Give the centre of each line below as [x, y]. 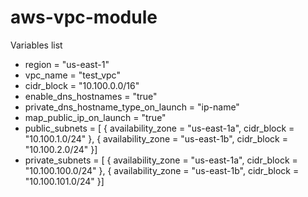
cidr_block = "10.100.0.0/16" [82, 85]
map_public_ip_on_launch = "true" [95, 117]
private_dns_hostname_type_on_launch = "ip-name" [132, 107]
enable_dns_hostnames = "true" [91, 96]
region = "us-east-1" [67, 64]
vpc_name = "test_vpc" [72, 75]
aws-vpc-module [84, 17]
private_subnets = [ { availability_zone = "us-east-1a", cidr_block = [161, 160]
